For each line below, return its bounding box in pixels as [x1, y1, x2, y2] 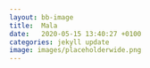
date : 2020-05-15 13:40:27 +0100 [9, 29, 142, 38]
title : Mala [9, 21, 58, 30]
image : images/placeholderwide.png [9, 46, 142, 55]
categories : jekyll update [9, 37, 110, 47]
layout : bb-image [9, 12, 74, 22]
